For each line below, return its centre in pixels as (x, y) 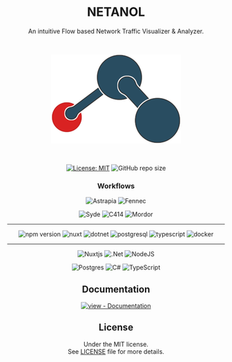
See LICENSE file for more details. (116, 351)
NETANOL (116, 12)
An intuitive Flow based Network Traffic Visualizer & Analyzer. (116, 31)
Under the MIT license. (116, 344)
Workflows (116, 186)
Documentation (116, 289)
